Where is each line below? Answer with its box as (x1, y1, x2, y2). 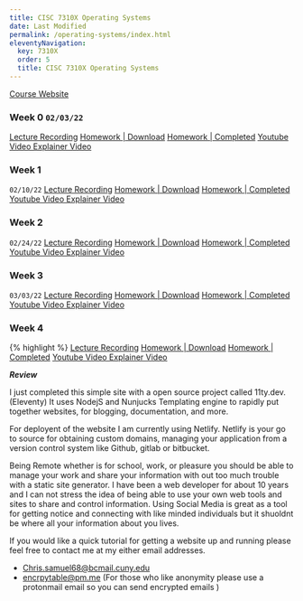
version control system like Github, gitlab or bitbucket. (9, 443, 210, 454)
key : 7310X (17, 47, 59, 56)
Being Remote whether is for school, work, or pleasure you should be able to (9, 460, 294, 471)
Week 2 (9, 216, 43, 229)
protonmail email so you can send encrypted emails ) (22, 582, 220, 593)
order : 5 (17, 55, 50, 64)
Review (9, 370, 38, 380)
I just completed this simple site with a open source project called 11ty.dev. (9, 387, 287, 398)
